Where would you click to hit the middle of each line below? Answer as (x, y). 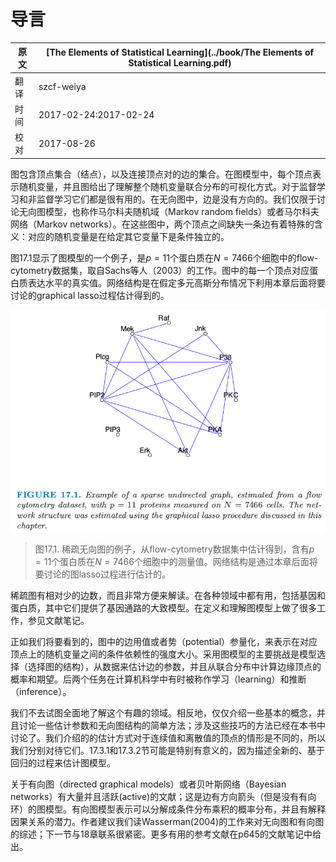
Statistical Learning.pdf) (180, 63)
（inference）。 (41, 692)
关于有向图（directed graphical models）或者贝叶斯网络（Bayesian (148, 784)
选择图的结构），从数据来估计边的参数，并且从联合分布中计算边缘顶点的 (174, 667)
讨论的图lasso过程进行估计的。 (107, 574)
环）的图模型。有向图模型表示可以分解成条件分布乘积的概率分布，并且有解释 (168, 809)
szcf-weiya (62, 87)
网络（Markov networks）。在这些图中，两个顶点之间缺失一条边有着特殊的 (162, 224)
